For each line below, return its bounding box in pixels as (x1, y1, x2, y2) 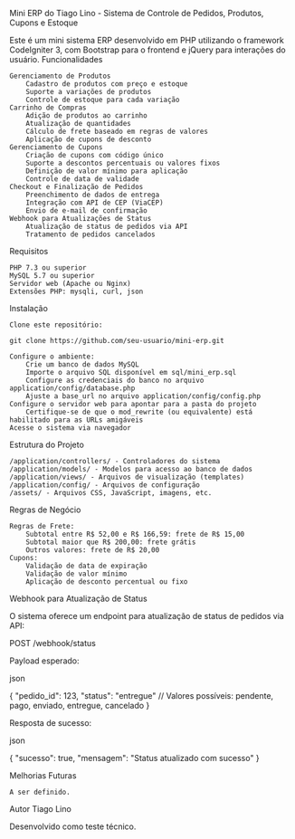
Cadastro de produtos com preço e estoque (25, 80, 188, 89)
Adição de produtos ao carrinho (25, 111, 147, 120)
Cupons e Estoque (9, 17, 79, 28)
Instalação (9, 303, 48, 313)
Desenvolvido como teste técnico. (9, 821, 137, 832)
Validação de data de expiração (25, 561, 147, 570)
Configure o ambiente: (9, 352, 95, 361)
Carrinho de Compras (9, 103, 88, 112)
